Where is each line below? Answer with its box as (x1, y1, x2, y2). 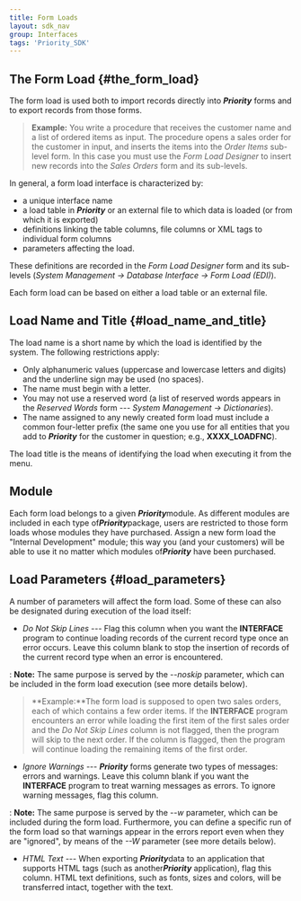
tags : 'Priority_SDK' (9, 38, 91, 48)
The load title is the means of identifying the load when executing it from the (9, 448, 292, 459)
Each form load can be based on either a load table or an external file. (9, 287, 268, 298)
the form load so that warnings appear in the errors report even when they (9, 826, 285, 836)
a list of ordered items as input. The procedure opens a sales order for (31, 132, 292, 143)
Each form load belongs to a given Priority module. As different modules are (9, 508, 290, 518)
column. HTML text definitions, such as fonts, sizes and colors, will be (22, 872, 281, 883)
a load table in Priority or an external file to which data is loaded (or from (22, 205, 293, 216)
